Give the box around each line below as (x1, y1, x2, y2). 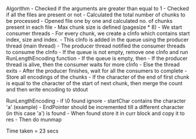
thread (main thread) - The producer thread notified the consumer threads (6, 42, 186, 49)
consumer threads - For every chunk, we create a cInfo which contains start (6, 30, 190, 37)
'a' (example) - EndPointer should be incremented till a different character (6, 104, 184, 110)
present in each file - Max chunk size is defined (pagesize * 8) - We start (6, 23, 183, 30)
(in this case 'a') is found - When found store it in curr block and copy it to (6, 110, 185, 117)
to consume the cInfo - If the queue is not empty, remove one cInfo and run (6, 49, 188, 55)
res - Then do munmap (6, 116, 62, 123)
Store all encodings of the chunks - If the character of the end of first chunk (6, 73, 190, 80)
